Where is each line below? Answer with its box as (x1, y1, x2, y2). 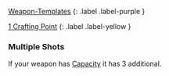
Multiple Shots (8, 41, 65, 52)
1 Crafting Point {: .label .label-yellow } (8, 22, 131, 31)
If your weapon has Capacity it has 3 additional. (8, 59, 162, 69)
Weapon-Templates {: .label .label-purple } (8, 7, 146, 16)
